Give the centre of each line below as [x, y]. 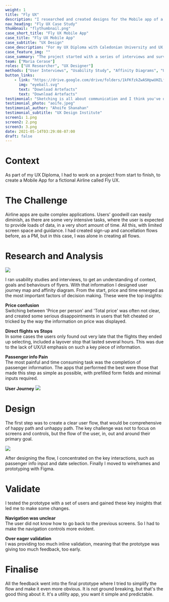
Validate [23, 489]
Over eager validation [28, 538]
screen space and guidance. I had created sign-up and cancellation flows [81, 231]
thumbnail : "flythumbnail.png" [38, 29]
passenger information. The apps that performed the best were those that [82, 368]
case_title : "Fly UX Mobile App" [40, 38]
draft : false [19, 136]
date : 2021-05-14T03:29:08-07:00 [40, 131]
